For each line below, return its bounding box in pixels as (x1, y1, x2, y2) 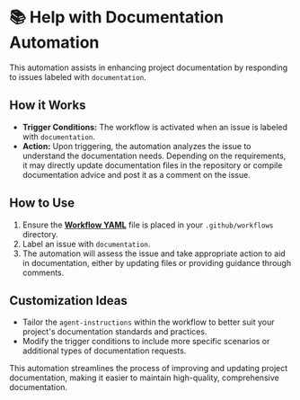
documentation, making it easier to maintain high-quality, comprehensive (9, 372, 280, 383)
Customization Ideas (9, 293, 128, 308)
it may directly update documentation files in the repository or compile (22, 159, 283, 171)
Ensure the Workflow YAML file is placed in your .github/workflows (22, 219, 274, 230)
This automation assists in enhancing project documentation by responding (9, 62, 288, 73)
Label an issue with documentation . (22, 238, 151, 249)
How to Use (9, 195, 75, 211)
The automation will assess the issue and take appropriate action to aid (22, 248, 286, 259)
